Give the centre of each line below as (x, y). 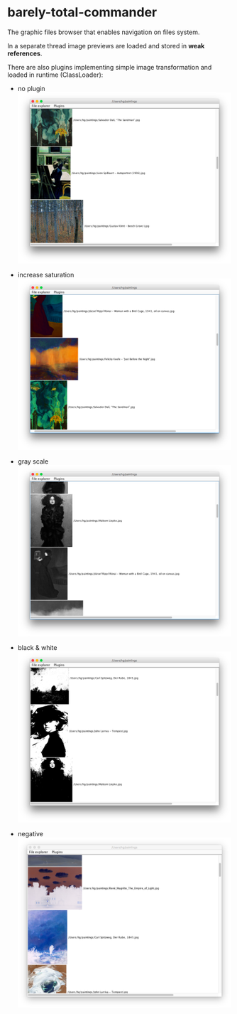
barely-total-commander (82, 12)
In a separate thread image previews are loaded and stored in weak (106, 46)
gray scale (33, 461)
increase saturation (46, 275)
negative (31, 834)
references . (25, 53)
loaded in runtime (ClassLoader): (55, 75)
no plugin (31, 88)
